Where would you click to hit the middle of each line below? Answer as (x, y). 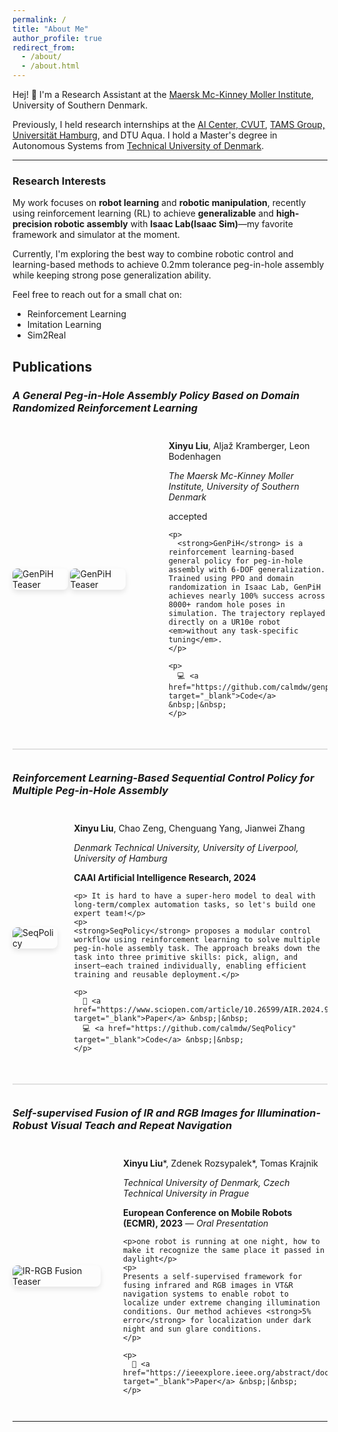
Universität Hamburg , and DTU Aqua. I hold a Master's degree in (145, 135)
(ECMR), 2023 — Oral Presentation (195, 1223)
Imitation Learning (64, 325)
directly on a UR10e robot (224, 622)
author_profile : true (57, 38)
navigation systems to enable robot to (205, 1294)
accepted (188, 516)
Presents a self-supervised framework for (212, 1276)
